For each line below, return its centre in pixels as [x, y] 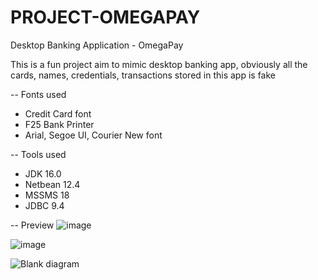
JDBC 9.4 [44, 205]
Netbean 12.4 [52, 184]
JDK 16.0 [43, 173]
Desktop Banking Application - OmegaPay [97, 45]
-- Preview [32, 225]
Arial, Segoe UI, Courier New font [93, 135]
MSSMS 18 [47, 195]
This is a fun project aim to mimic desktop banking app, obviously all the [159, 64]
